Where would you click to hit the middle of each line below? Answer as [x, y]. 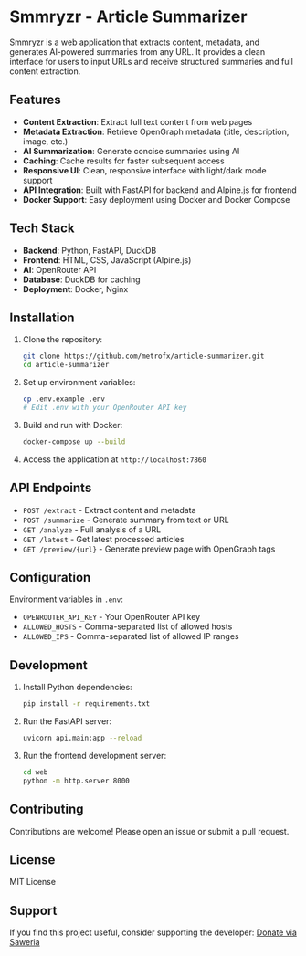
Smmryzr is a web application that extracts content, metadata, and [135, 42]
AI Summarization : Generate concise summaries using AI [131, 151]
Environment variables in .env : [66, 599]
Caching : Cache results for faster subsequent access [124, 161]
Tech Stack [42, 229]
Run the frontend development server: [95, 755]
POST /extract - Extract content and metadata [109, 510]
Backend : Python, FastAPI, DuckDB [90, 250]
